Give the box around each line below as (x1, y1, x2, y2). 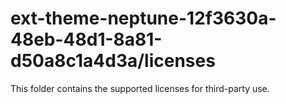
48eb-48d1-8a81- (10, 28, 163, 51)
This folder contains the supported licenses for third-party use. (10, 82, 270, 94)
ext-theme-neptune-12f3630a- (10, 7, 277, 30)
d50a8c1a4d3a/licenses (10, 50, 216, 72)
